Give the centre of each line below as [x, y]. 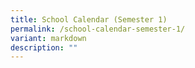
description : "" [44, 47]
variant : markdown [48, 38]
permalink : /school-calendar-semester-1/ [98, 29]
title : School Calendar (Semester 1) [89, 19]
